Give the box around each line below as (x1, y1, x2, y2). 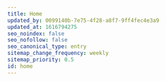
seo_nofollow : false (7, 37, 69, 44)
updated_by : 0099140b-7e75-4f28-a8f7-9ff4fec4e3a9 (7, 17, 160, 24)
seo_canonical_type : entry (7, 43, 87, 50)
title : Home (7, 10, 42, 18)
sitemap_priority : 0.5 (7, 56, 74, 63)
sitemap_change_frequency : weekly (7, 50, 109, 57)
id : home (7, 63, 33, 70)
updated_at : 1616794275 (7, 23, 78, 30)
